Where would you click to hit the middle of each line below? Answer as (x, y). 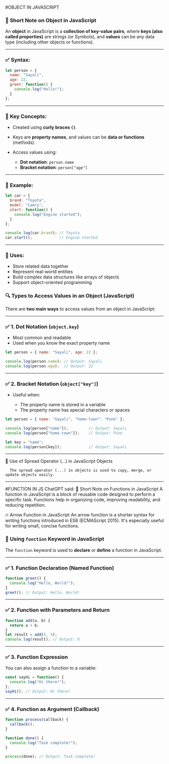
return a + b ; (24, 625)
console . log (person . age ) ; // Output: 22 (49, 366)
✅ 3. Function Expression (37, 657)
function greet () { (26, 578)
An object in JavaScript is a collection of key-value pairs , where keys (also (84, 31)
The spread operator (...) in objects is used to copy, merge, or (81, 470)
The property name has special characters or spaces (75, 410)
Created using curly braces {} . (45, 127)
